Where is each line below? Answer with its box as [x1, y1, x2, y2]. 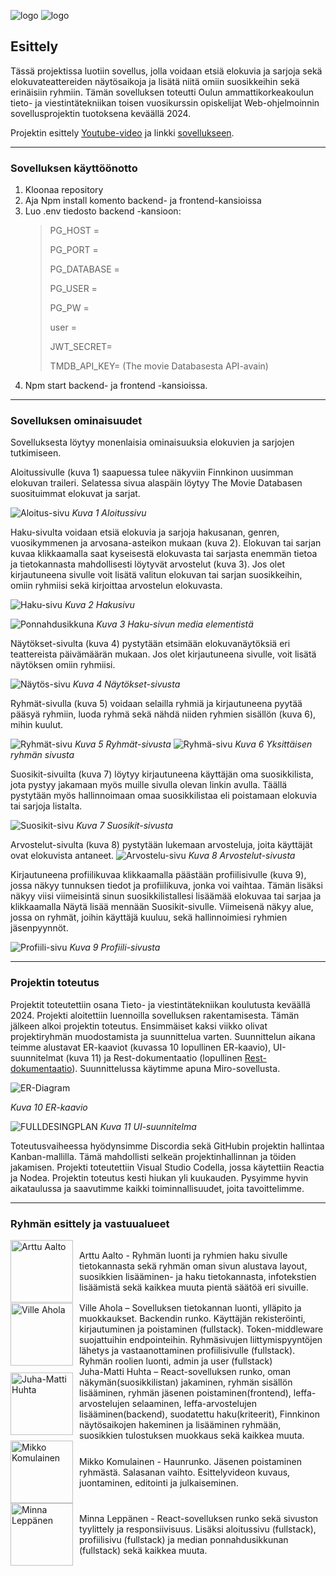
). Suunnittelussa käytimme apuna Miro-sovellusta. [71, 1062, 281, 1074]
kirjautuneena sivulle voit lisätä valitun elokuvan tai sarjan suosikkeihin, [10, 569, 303, 581]
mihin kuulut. [10, 719, 64, 731]
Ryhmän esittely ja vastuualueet [10, 1216, 170, 1230]
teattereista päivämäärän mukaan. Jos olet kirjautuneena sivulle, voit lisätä [10, 648, 317, 660]
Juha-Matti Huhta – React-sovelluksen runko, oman [79, 1366, 292, 1377]
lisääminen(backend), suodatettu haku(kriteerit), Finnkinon [79, 1408, 320, 1420]
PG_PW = [49, 302, 90, 314]
